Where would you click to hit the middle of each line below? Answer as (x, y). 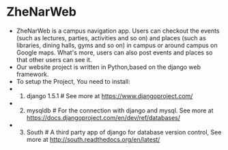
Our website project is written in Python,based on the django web (109, 67)
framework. (32, 74)
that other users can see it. (54, 59)
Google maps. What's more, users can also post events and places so (114, 52)
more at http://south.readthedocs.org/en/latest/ (93, 139)
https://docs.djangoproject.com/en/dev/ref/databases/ (103, 117)
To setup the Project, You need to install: (73, 81)
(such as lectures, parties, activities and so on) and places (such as (111, 37)
